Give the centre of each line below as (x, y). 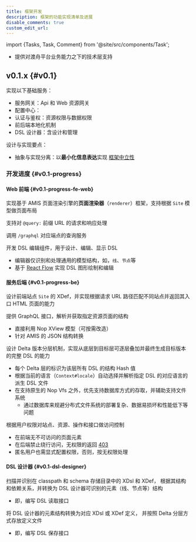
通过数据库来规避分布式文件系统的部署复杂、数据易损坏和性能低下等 (106, 405)
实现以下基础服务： (29, 90)
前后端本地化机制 (35, 125)
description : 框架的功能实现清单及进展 (49, 17)
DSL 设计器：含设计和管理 (46, 132)
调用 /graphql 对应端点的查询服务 (46, 235)
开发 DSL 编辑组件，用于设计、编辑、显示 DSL (62, 248)
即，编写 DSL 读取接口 (42, 500)
